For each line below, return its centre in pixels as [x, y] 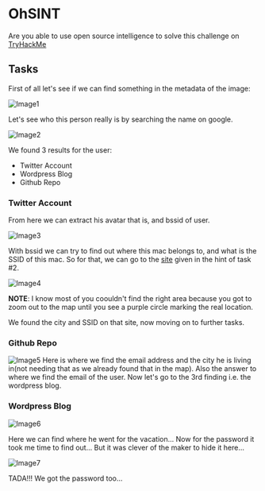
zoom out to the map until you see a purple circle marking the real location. [131, 307]
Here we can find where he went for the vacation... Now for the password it [131, 439]
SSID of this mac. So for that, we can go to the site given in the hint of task [130, 260]
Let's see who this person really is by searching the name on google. [121, 119]
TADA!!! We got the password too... [65, 478]
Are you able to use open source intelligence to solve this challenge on [124, 36]
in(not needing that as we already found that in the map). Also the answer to [132, 369]
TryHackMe [27, 44]
